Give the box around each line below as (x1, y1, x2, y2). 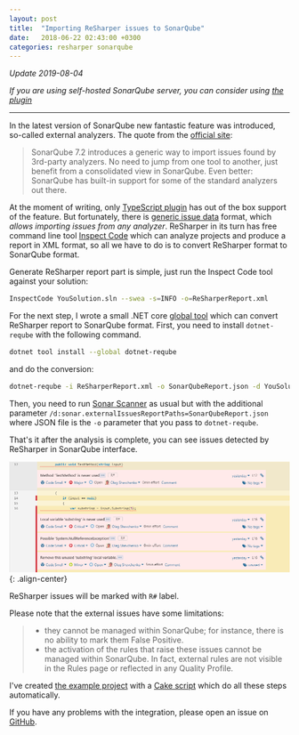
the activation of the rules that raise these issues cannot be (44, 644, 263, 655)
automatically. (9, 690, 61, 700)
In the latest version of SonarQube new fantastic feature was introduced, (9, 120, 276, 131)
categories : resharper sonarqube (9, 43, 133, 52)
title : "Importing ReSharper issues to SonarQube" (9, 23, 205, 33)
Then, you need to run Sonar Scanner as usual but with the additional (9, 398, 263, 408)
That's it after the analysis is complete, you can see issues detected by (9, 434, 270, 445)
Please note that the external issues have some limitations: (9, 608, 224, 618)
